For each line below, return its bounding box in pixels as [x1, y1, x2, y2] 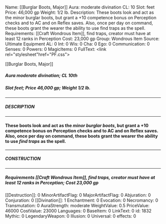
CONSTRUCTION [5, 156, 41, 162]
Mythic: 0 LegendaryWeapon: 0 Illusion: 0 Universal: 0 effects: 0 [5, 213, 136, 219]
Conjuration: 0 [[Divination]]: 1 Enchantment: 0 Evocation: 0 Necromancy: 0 [5, 197, 159, 203]
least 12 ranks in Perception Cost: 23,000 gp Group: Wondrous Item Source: [5, 36, 160, 42]
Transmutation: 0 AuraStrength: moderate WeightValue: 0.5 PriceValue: [5, 203, 150, 209]
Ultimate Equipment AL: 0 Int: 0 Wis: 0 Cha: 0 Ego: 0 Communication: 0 [5, 41, 150, 46]
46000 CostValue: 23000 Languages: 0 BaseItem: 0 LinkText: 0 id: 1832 [5, 208, 152, 214]
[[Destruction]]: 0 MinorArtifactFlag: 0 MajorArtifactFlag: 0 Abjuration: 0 [5, 192, 151, 198]
